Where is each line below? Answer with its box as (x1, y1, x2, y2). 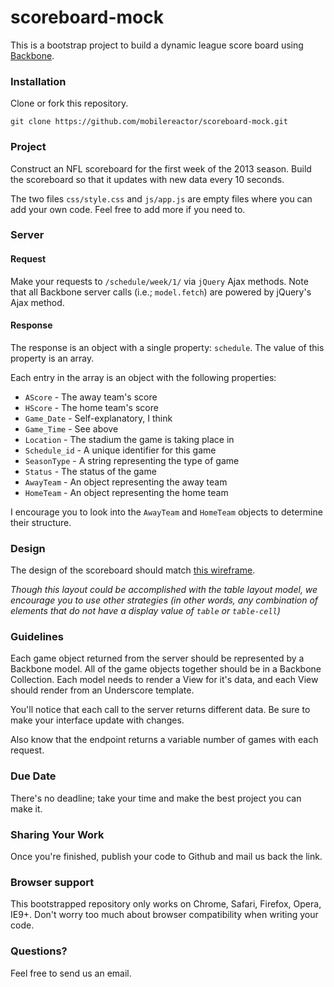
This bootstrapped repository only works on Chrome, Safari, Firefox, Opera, (10, 898, 322, 910)
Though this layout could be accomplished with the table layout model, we (10, 584, 318, 596)
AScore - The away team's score (24, 391, 158, 403)
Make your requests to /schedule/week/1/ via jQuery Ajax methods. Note (10, 275, 309, 287)
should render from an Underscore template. (10, 684, 195, 696)
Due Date (10, 769, 57, 783)
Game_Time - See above (24, 422, 119, 435)
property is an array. (10, 352, 95, 364)
